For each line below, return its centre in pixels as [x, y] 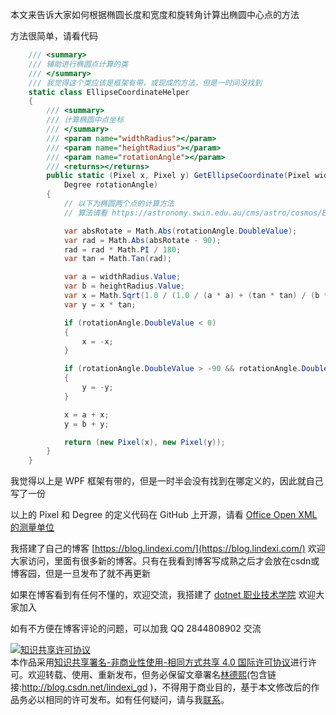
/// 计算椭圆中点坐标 [85, 120]
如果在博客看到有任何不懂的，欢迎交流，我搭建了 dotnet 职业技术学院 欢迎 [163, 595]
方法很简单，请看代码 [54, 36]
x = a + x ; [86, 414]
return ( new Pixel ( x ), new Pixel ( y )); [144, 442]
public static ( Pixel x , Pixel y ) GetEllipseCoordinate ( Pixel [178, 176]
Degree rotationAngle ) [111, 185]
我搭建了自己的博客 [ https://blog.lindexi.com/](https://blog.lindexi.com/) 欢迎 [168, 549]
